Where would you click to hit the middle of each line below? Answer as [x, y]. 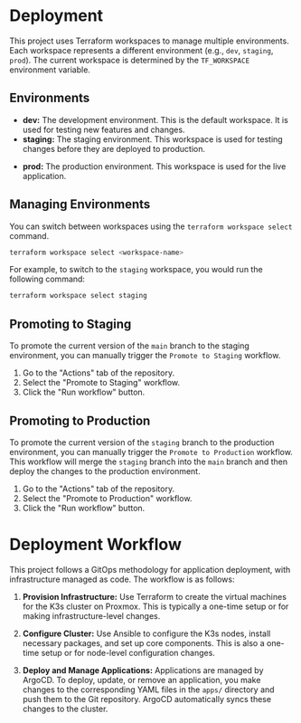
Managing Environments [80, 205]
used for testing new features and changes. [103, 129]
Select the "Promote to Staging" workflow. [101, 383]
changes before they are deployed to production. [114, 148]
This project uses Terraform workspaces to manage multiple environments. [149, 41]
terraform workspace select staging [78, 296]
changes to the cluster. [65, 709]
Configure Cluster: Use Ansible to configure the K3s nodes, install [146, 633]
